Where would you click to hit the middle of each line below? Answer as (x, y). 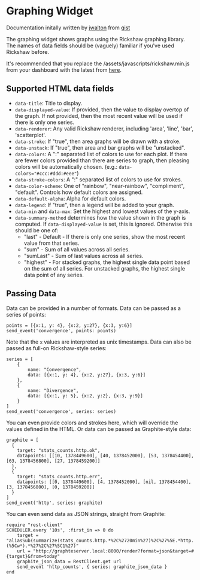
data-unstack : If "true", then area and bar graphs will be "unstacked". (100, 147)
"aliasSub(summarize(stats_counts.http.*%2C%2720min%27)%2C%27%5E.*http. (100, 540)
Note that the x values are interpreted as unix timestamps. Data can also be (99, 342)
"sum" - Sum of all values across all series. (77, 249)
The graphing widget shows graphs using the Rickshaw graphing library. (96, 39)
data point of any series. (54, 275)
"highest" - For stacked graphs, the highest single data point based (107, 262)
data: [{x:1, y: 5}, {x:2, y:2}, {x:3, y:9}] (86, 396)
